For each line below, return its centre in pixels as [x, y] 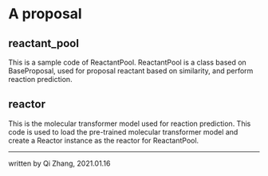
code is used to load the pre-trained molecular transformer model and [123, 131]
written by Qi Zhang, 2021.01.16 [59, 163]
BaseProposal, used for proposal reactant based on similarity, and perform [131, 71]
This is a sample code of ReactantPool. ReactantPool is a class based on [128, 62]
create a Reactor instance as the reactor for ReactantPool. [104, 140]
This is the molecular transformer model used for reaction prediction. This [130, 123]
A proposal [45, 14]
